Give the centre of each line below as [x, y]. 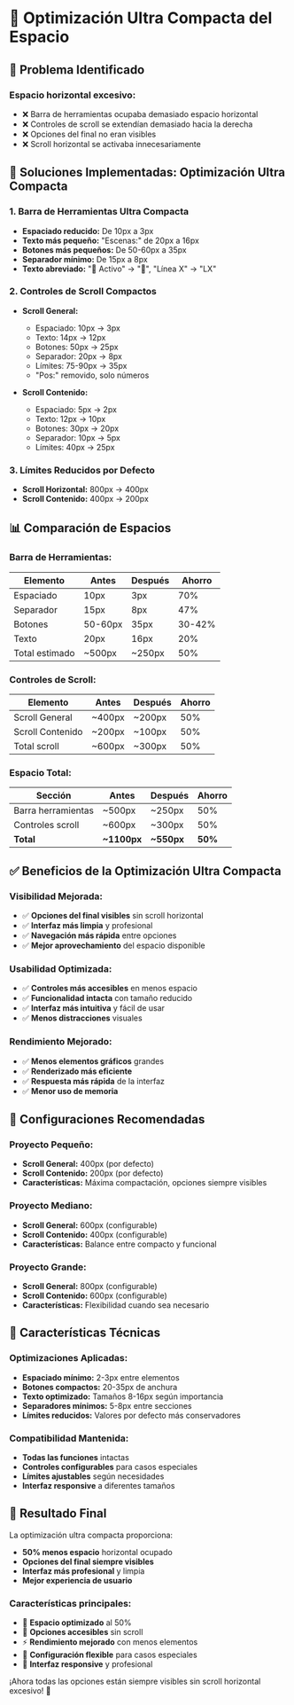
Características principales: [70, 1603]
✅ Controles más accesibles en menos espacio [109, 989]
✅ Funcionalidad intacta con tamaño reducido [107, 998]
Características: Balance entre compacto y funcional [119, 1244]
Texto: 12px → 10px [70, 418]
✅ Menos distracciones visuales [82, 1018]
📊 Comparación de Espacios [90, 528]
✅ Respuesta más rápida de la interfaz [93, 1081]
